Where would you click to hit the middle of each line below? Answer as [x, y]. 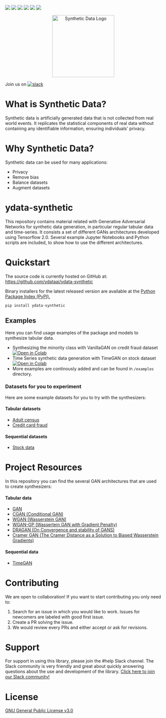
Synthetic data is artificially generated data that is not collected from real [79, 118]
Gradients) [23, 540]
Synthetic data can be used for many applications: [56, 162]
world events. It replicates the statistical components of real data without [80, 123]
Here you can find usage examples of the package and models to [72, 333]
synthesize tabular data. [30, 338]
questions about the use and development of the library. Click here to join [80, 671]
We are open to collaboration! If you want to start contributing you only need [83, 597]
